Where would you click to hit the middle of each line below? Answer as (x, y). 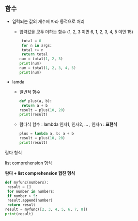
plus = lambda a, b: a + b (46, 134)
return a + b (35, 105)
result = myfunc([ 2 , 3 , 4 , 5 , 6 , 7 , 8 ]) (46, 210)
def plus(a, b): (36, 101)
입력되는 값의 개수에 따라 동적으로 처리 (48, 21)
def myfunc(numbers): (27, 182)
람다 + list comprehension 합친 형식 (40, 173)
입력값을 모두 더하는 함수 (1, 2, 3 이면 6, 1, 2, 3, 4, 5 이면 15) (76, 32)
